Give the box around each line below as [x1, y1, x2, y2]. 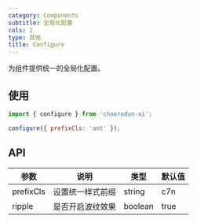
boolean [123, 200, 155, 211]
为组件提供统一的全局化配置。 [8, 64, 104, 73]
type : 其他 [8, 33, 42, 42]
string [123, 186, 145, 197]
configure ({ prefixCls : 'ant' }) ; [8, 124, 122, 132]
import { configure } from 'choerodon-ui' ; [8, 110, 153, 118]
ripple [12, 200, 34, 211]
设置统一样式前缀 [53, 186, 116, 197]
